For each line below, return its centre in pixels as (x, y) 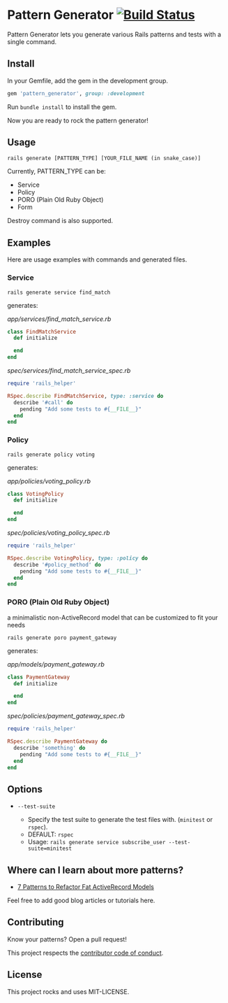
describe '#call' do (43, 402)
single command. (32, 41)
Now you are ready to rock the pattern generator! (78, 120)
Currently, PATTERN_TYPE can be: (56, 171)
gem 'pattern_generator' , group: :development (76, 93)
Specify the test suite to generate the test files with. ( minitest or (120, 820)
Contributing (36, 922)
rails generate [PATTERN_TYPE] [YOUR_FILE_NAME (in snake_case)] (104, 158)
